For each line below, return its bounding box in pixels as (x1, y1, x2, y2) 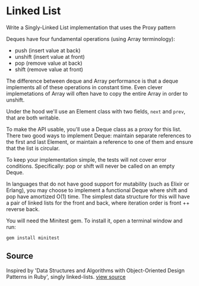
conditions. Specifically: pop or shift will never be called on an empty (6, 162, 175, 169)
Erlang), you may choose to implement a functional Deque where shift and (6, 186, 188, 194)
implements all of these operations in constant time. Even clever (6, 83, 163, 90)
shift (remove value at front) (14, 65, 83, 73)
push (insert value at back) (14, 46, 81, 54)
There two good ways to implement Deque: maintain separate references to (6, 132, 191, 139)
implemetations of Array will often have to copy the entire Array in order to (6, 90, 188, 97)
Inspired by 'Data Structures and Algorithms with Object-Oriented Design (6, 266, 185, 274)
